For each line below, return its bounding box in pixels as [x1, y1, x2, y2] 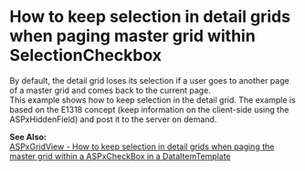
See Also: [9, 131, 47, 142]
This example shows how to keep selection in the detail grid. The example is [9, 94, 297, 106]
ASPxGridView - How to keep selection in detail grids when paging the [9, 141, 275, 152]
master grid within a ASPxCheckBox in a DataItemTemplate [9, 150, 231, 161]
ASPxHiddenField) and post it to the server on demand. [9, 114, 217, 125]
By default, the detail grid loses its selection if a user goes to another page [9, 75, 289, 85]
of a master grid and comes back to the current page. [9, 85, 212, 96]
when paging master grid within [9, 25, 256, 46]
